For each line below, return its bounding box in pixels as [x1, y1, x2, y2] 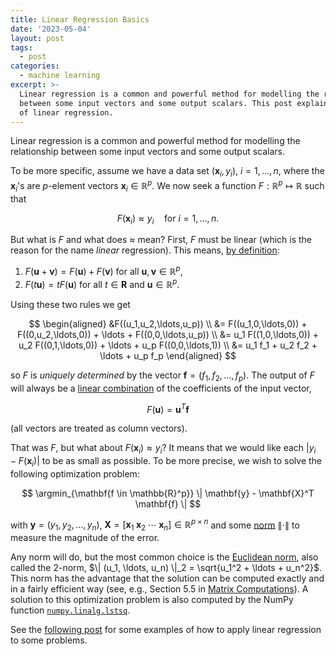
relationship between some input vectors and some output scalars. [10, 146, 286, 158]
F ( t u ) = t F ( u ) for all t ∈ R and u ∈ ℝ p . [24, 277, 180, 290]
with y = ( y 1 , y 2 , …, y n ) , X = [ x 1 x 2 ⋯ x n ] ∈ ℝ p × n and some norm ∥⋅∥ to [10, 517, 300, 533]
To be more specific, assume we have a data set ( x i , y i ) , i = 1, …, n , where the [10, 165, 325, 180]
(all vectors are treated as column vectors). [10, 422, 188, 435]
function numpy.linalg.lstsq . [10, 604, 131, 616]
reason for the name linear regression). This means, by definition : [10, 244, 280, 256]
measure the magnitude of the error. [10, 532, 160, 544]
